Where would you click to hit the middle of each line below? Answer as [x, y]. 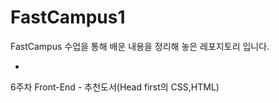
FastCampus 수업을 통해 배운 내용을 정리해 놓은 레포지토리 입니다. [140, 46]
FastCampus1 [68, 17]
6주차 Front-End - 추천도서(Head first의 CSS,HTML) [115, 87]
